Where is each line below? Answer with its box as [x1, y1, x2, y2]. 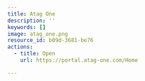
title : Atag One [7, 10, 55, 18]
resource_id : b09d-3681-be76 [7, 37, 94, 44]
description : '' [7, 17, 55, 24]
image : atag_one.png [7, 30, 69, 38]
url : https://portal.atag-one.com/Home [20, 57, 139, 64]
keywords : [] [7, 23, 46, 31]
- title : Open [14, 50, 55, 58]
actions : [7, 43, 33, 50]
